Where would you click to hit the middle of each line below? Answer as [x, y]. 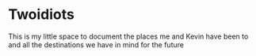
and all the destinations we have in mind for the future [96, 44]
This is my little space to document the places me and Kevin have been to [128, 36]
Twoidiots [42, 15]
